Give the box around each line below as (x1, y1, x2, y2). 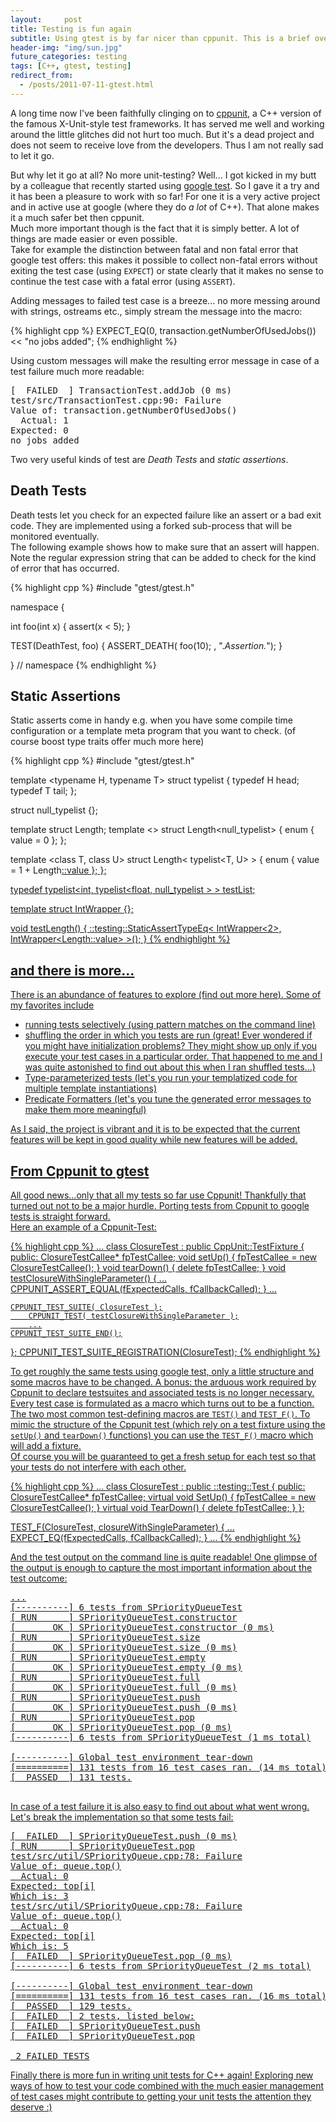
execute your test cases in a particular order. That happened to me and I (24, 1051, 323, 1063)
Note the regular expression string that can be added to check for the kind (10, 551, 317, 563)
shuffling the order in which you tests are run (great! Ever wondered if (24, 1029, 313, 1041)
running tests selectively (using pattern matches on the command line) (24, 1019, 316, 1031)
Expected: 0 (10, 424, 69, 436)
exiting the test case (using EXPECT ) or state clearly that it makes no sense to (10, 264, 324, 276)
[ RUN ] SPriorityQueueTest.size (10, 1632, 201, 1643)
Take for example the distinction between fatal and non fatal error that (10, 243, 299, 255)
